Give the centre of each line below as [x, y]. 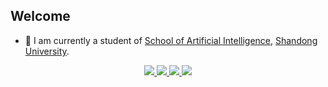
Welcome [40, 16]
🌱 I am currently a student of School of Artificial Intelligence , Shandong [171, 40]
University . [47, 51]
